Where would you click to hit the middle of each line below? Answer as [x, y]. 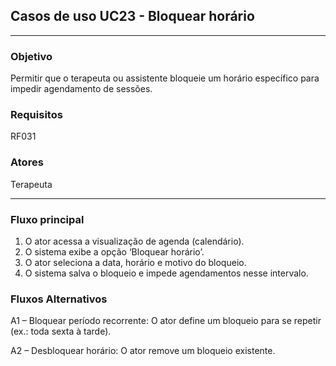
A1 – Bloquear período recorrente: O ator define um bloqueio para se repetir [166, 321]
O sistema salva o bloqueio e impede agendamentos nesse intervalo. [166, 273]
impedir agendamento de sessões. [81, 89]
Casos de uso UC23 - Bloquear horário [132, 16]
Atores [27, 162]
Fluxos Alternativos [59, 299]
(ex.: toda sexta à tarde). [61, 331]
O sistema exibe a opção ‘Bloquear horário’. [114, 252]
